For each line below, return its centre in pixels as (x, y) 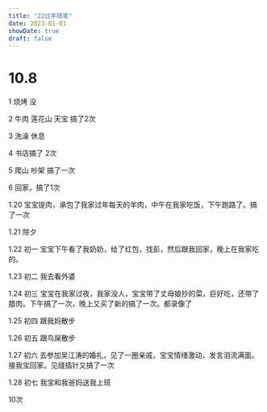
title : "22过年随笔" (40, 16)
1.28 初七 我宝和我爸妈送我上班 (60, 383)
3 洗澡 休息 (27, 136)
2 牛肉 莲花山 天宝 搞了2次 (52, 119)
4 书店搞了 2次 (33, 153)
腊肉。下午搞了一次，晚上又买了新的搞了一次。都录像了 (100, 304)
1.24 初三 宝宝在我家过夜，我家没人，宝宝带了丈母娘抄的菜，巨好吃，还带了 (134, 294)
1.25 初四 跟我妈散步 (42, 321)
